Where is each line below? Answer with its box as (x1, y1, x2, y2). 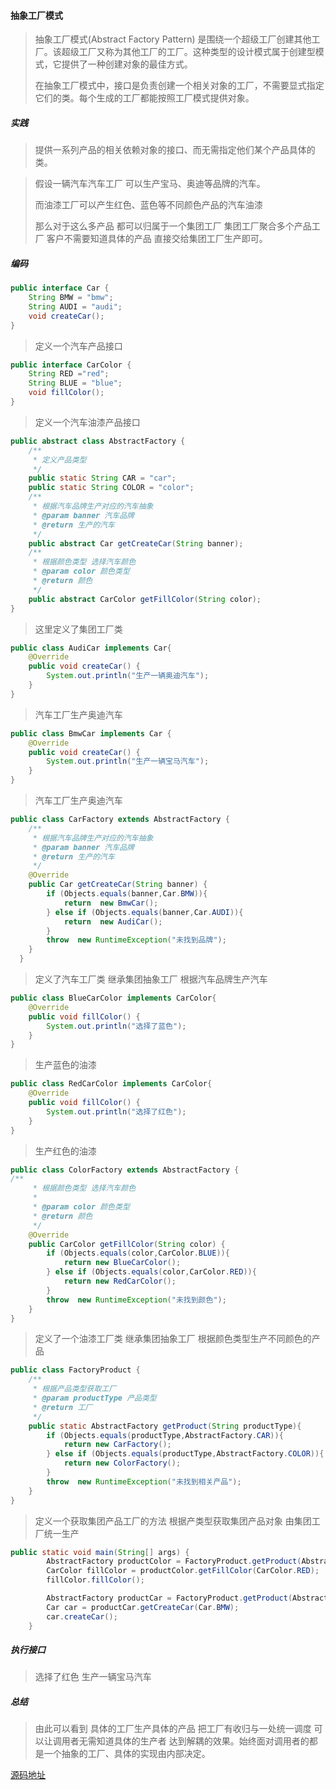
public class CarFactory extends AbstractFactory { (10, 815, 230, 825)
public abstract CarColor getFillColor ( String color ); (28, 594, 262, 604)
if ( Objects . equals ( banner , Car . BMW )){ (46, 889, 208, 899)
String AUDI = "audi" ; (28, 301, 123, 312)
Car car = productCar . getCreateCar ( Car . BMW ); (46, 1602, 240, 1612)
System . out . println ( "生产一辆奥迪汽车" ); (46, 671, 210, 681)
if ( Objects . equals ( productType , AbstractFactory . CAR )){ (46, 1430, 284, 1440)
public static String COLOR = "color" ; (28, 483, 195, 493)
